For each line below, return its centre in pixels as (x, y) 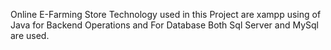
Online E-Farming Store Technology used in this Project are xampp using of (166, 14)
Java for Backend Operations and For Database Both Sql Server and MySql (164, 25)
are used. (30, 35)
